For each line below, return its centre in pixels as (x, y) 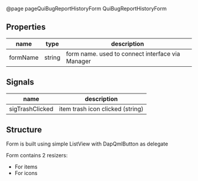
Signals (20, 82)
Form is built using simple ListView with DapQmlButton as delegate (87, 144)
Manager (78, 61)
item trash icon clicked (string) (101, 109)
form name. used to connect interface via (123, 54)
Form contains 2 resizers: (37, 156)
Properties (26, 27)
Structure (24, 130)
